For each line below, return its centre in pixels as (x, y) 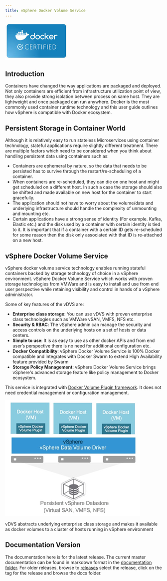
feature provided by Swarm (40, 362)
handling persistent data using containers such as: (57, 156)
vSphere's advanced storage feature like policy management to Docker (85, 372)
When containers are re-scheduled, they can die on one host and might (86, 182)
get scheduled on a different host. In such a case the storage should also (87, 187)
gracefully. (23, 198)
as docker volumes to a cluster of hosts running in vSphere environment (79, 529)
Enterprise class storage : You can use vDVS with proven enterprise (82, 314)
